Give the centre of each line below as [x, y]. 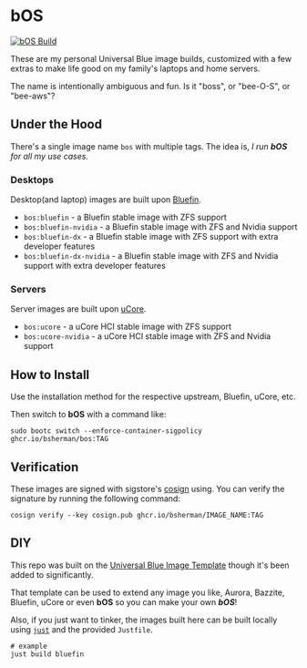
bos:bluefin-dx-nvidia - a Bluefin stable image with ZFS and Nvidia [151, 256]
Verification [45, 467]
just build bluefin [47, 654]
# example [29, 646]
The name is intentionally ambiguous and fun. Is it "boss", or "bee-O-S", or [150, 86]
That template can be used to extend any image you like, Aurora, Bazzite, [148, 592]
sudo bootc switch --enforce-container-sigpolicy [107, 431]
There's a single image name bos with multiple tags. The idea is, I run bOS [149, 146]
